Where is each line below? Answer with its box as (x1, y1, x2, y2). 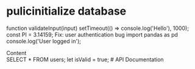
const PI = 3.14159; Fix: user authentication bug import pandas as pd (6, 31, 179, 38)
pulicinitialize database (6, 4, 127, 18)
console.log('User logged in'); (6, 37, 81, 45)
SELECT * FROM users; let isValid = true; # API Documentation (6, 56, 164, 63)
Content (6, 49, 27, 56)
